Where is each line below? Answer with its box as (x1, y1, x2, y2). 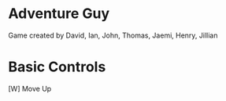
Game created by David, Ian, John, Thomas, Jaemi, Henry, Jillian (8, 31, 218, 40)
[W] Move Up (8, 84, 52, 93)
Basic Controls (8, 58, 106, 76)
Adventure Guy (8, 5, 110, 23)
